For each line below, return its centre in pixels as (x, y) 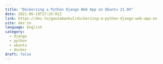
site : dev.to (18, 23)
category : (15, 32)
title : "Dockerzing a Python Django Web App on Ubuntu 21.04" (69, 9)
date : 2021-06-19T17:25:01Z (33, 14)
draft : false (18, 54)
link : (10, 18)
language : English (24, 27)
